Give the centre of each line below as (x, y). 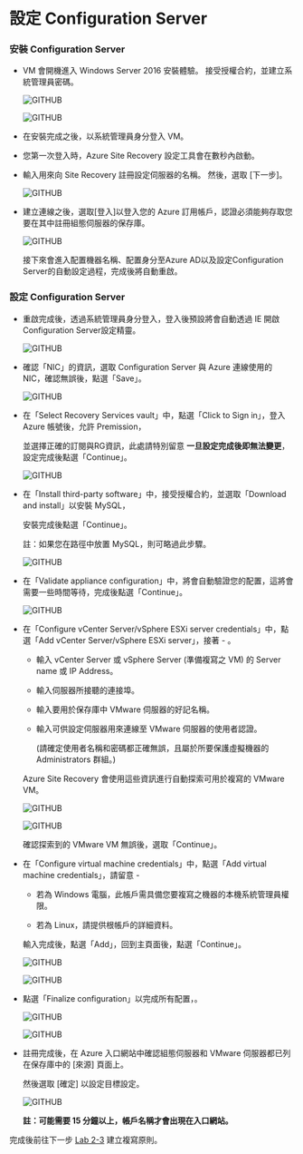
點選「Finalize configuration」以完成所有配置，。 (112, 998)
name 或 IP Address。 (77, 670)
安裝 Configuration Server (67, 49)
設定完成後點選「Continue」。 (77, 457)
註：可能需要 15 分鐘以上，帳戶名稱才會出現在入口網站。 (128, 1120)
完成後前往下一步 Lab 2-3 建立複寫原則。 (86, 1139)
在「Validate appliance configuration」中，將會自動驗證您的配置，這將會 (158, 581)
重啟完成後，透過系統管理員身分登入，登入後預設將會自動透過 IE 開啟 (151, 318)
